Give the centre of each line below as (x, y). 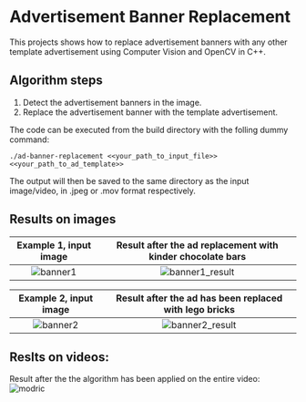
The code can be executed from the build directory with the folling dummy (149, 129)
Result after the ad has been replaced (199, 298)
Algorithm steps (56, 81)
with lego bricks (199, 309)
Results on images (63, 219)
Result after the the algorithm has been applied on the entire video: (135, 379)
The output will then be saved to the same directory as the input (129, 180)
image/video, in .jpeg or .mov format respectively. (102, 191)
